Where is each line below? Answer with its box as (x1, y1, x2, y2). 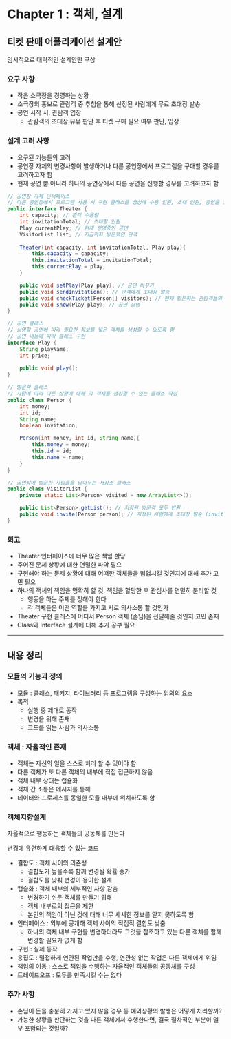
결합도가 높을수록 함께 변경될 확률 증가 (27, 867, 131, 876)
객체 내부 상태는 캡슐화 (16, 776, 78, 785)
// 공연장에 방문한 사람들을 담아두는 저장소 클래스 (7, 479, 131, 486)
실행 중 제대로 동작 (27, 706, 78, 714)
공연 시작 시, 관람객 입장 (16, 108, 82, 117)
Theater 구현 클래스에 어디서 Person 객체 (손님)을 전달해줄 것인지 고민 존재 (16, 612, 220, 621)
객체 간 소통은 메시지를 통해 (16, 785, 91, 794)
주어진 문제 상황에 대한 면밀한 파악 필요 (16, 561, 122, 569)
